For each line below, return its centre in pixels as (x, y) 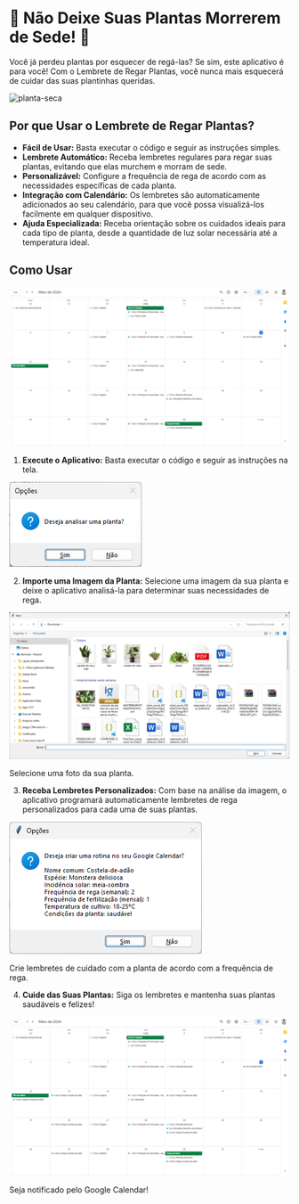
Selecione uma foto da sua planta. (72, 774)
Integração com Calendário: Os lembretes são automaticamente (141, 194)
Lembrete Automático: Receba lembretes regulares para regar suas (147, 157)
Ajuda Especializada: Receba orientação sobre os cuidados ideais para (154, 223)
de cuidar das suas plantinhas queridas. (82, 80)
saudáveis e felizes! (58, 1004)
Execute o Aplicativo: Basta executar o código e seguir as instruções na (155, 460)
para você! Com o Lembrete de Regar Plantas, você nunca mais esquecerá (146, 71)
